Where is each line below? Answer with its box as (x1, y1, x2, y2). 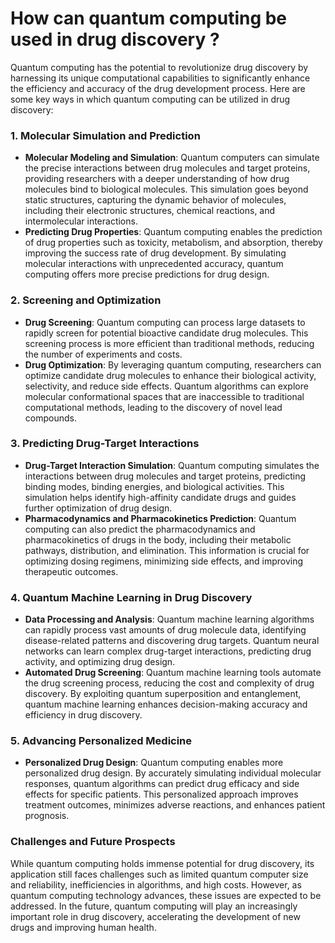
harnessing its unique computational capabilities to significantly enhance (10, 72, 311, 84)
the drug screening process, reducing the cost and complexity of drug (24, 677, 315, 689)
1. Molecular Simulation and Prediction (10, 128, 201, 142)
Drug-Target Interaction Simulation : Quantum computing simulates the (24, 459, 320, 471)
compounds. (24, 412, 77, 424)
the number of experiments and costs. (24, 348, 183, 360)
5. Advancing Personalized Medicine (10, 734, 193, 748)
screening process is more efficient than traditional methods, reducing (24, 337, 315, 349)
